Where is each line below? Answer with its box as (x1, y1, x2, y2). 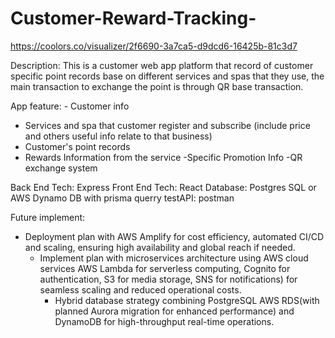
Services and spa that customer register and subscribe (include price (24, 119, 311, 131)
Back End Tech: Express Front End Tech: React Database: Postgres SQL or (10, 181, 317, 193)
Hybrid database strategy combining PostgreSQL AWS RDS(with (54, 294, 320, 306)
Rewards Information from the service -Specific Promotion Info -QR (24, 151, 303, 163)
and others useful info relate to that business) (24, 130, 213, 142)
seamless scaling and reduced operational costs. (39, 283, 242, 296)
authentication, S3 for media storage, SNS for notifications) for (39, 273, 298, 285)
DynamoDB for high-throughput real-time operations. (54, 315, 275, 327)
